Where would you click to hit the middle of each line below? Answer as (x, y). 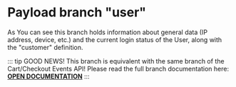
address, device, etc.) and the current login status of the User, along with (115, 39)
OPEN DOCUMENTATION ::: (49, 76)
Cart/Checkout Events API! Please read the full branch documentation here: (118, 68)
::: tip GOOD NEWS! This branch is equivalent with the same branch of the (116, 61)
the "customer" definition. (45, 47)
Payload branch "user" (77, 12)
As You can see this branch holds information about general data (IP (108, 32)
